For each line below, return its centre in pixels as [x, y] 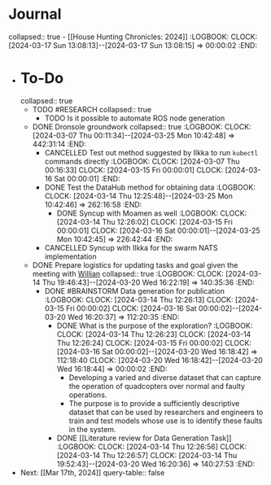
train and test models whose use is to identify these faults [166, 421]
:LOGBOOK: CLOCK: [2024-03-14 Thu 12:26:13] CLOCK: [139, 299]
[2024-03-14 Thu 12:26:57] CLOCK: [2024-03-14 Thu [147, 455]
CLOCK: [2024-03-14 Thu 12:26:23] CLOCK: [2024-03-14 [154, 334]
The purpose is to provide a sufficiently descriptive [154, 403]
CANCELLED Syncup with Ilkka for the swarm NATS [131, 247]
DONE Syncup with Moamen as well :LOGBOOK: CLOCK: [152, 213]
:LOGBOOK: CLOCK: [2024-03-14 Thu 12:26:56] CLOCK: [151, 446]
